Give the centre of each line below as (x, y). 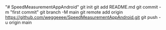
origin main (21, 22)
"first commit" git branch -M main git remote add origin (67, 12)
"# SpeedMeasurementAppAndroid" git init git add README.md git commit (82, 7)
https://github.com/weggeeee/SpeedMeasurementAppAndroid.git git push (82, 17)
